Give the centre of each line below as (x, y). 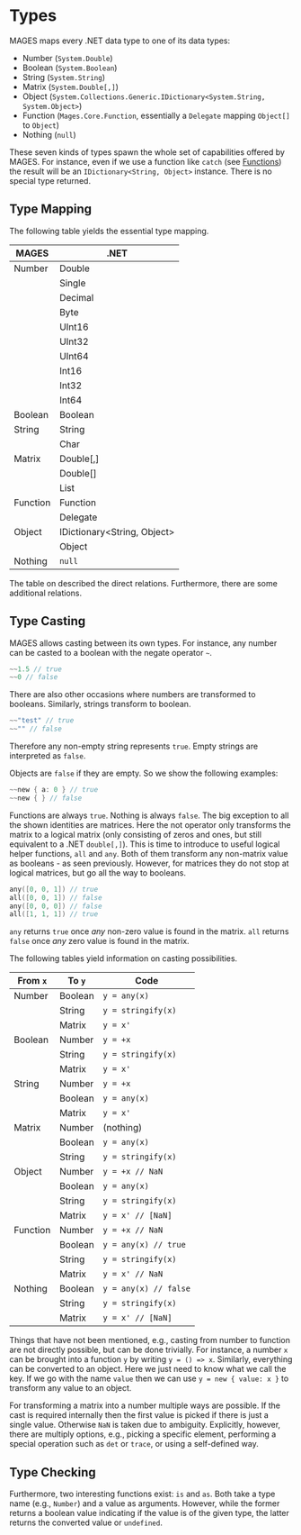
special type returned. (50, 180)
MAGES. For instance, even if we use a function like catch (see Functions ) (146, 161)
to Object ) (41, 125)
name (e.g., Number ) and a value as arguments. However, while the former (145, 1503)
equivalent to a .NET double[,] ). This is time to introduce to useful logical (145, 844)
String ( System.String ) (64, 77)
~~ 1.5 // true (36, 669)
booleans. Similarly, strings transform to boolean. (100, 704)
